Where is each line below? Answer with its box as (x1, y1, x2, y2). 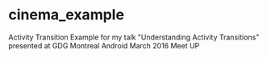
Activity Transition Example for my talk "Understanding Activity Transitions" (8, 32, 260, 42)
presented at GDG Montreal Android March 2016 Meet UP (8, 40, 200, 50)
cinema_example (8, 6, 125, 24)
